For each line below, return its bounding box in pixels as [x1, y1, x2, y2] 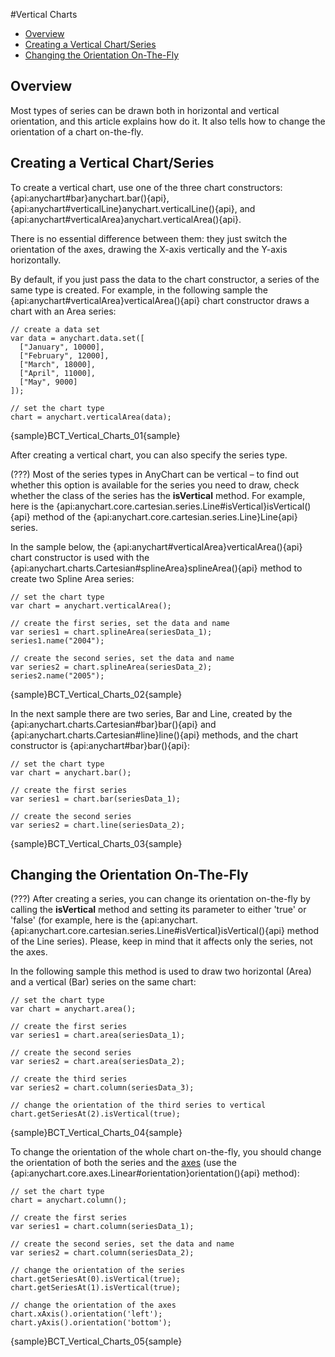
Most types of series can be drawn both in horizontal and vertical [10, 104, 280, 116]
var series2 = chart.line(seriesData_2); [10, 820, 186, 830]
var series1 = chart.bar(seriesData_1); [10, 794, 182, 804]
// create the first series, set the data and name [10, 618, 230, 628]
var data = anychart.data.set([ [10, 333, 145, 343]
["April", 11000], [19, 368, 97, 378]
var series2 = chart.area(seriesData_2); [10, 1057, 186, 1067]
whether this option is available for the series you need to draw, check [10, 479, 300, 491]
